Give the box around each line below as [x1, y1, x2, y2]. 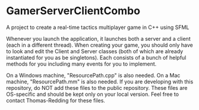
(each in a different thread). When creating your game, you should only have [6, 41, 193, 48]
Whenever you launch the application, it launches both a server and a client [6, 35, 191, 42]
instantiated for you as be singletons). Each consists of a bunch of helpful [6, 54, 187, 61]
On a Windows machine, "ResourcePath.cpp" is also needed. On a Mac [6, 72, 181, 79]
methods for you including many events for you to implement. [6, 60, 157, 67]
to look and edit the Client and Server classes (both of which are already [6, 47, 184, 54]
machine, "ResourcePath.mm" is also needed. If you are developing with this [6, 78, 194, 85]
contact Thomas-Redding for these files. [6, 96, 106, 104]
